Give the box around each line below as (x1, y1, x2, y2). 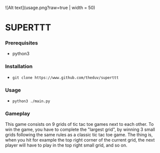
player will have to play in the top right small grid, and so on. (5, 142, 127, 148)
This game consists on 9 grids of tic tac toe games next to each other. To (5, 121, 154, 127)
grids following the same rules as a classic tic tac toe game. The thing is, (5, 132, 153, 138)
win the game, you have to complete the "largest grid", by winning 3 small (5, 126, 156, 133)
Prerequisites (5, 39, 38, 46)
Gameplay (5, 110, 31, 117)
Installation (5, 63, 33, 70)
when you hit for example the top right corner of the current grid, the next (5, 137, 155, 143)
